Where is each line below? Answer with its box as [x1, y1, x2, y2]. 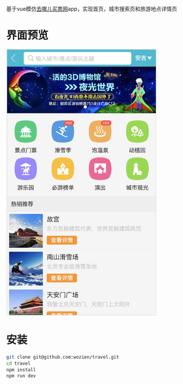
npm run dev [6, 373, 36, 379]
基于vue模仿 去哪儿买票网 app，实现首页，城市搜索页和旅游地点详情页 [6, 5, 178, 12]
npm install [6, 367, 36, 373]
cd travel [6, 360, 31, 367]
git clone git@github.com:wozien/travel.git [6, 354, 119, 360]
